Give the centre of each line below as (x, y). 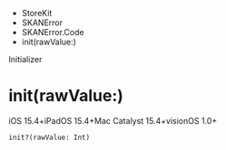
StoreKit (37, 13)
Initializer (25, 59)
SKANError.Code (53, 32)
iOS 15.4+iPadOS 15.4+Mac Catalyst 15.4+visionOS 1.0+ (113, 120)
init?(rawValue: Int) (49, 137)
